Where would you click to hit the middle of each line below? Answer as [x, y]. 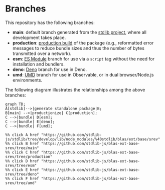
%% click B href [22, 143]
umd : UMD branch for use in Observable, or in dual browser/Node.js [83, 74]
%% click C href [22, 152]
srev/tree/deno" [22, 174]
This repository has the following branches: [50, 22]
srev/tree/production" [29, 156]
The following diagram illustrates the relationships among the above [75, 89]
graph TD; [16, 104]
